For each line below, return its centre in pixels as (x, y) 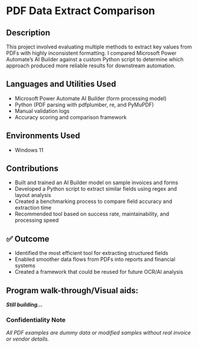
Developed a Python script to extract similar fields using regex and (96, 189)
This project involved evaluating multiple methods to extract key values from (99, 47)
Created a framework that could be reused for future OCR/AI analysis (99, 272)
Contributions (32, 168)
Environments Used (43, 136)
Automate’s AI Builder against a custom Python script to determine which (95, 59)
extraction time (33, 208)
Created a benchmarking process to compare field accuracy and (93, 201)
